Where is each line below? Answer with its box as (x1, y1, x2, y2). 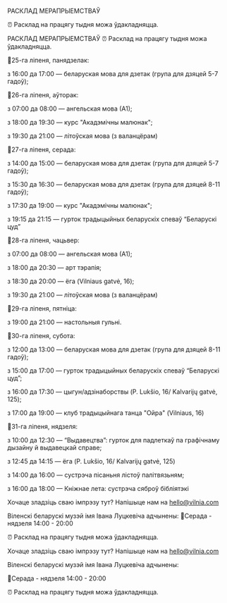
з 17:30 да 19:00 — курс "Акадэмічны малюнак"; (7, 201, 153, 209)
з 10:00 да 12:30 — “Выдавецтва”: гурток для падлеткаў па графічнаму (7, 436, 220, 444)
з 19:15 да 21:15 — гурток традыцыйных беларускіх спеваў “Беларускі (7, 215, 217, 223)
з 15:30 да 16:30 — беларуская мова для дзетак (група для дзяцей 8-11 (7, 180, 221, 188)
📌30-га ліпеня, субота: (7, 332, 75, 340)
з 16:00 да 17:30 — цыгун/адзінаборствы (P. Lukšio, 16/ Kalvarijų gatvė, (7, 387, 218, 396)
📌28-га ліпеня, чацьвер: (7, 236, 80, 244)
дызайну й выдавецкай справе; (7, 444, 102, 452)
